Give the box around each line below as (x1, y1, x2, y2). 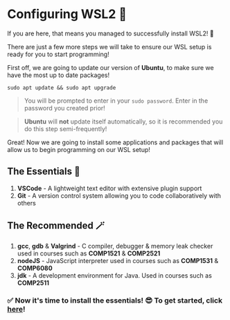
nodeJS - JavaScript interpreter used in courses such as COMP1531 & (17, 256, 219, 264)
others (17, 199, 36, 207)
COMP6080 (17, 264, 53, 272)
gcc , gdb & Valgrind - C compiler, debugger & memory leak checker (17, 242, 213, 250)
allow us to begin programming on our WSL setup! (7, 145, 151, 153)
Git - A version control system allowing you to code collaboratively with (17, 191, 222, 200)
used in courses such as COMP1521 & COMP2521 (17, 249, 161, 258)
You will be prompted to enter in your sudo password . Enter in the (24, 96, 209, 105)
